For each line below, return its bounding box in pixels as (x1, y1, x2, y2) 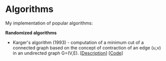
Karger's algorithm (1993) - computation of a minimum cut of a (12, 39, 144, 45)
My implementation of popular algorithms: (5, 20, 93, 26)
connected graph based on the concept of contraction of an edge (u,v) (12, 44, 161, 50)
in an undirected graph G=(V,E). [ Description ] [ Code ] (12, 50, 123, 56)
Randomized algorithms (5, 29, 57, 35)
